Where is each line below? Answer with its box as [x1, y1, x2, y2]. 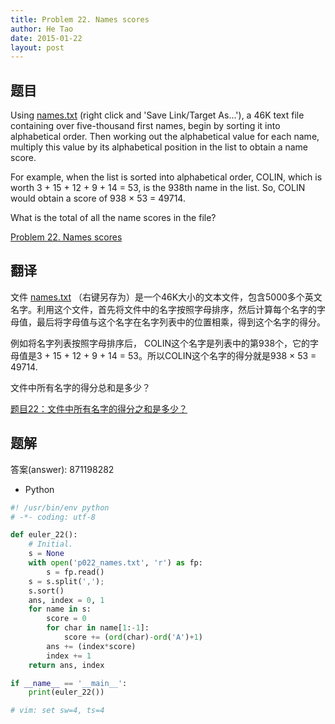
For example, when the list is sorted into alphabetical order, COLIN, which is [10, 171, 323, 183]
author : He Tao [10, 24, 74, 34]
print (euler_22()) [28, 687, 105, 698]
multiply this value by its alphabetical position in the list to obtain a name [10, 141, 308, 153]
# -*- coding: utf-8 [10, 512, 97, 522]
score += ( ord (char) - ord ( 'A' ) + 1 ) [63, 632, 203, 643]
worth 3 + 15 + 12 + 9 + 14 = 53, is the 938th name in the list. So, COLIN [10, 182, 306, 194]
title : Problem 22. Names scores [10, 14, 150, 25]
